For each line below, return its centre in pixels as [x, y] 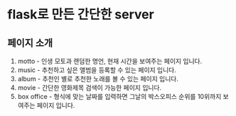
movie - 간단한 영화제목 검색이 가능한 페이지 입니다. [90, 88]
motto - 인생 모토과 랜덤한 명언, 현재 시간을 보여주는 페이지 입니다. [110, 61]
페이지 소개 [30, 43]
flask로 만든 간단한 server [81, 14]
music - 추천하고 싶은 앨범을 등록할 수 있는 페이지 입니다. [97, 70]
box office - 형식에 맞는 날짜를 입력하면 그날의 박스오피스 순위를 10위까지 [119, 97]
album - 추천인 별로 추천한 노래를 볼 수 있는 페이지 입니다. [98, 79]
